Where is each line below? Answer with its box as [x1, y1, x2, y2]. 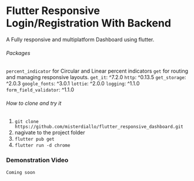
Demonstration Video [6, 156, 69, 165]
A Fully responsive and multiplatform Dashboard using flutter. [6, 36, 155, 43]
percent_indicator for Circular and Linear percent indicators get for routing [6, 67, 189, 74]
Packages [6, 49, 31, 56]
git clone [14, 119, 39, 125]
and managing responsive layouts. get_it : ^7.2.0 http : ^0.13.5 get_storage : [6, 74, 186, 81]
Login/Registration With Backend [6, 16, 172, 30]
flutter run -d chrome [14, 142, 71, 149]
